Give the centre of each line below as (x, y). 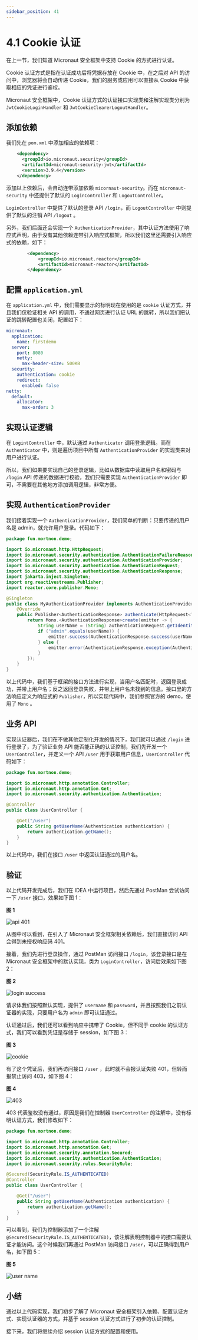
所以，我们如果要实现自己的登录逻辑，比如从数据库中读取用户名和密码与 (94, 470)
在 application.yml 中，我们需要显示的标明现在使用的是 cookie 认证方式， (96, 305)
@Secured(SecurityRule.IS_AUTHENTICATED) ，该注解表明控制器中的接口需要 (96, 1237)
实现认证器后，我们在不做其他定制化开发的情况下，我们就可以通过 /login (95, 739)
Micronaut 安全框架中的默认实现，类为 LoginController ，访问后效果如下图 (96, 961)
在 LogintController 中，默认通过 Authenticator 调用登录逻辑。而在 (89, 443)
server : (21, 347)
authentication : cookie (46, 375)
